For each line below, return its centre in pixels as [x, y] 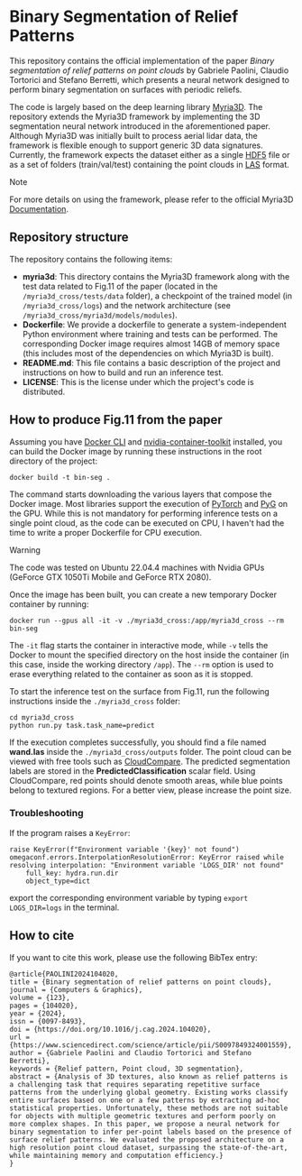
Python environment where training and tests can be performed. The [150, 334]
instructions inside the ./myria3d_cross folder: [95, 701]
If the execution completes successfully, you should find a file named [138, 742]
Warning [25, 550]
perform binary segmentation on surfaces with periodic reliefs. [126, 89]
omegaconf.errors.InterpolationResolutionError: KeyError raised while [146, 857]
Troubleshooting [46, 813]
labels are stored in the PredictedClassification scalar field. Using [133, 771]
